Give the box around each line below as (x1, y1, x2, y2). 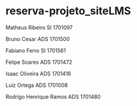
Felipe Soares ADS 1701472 (5, 58, 72, 66)
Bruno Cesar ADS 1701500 (5, 35, 70, 42)
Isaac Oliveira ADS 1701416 (5, 70, 72, 77)
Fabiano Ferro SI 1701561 (5, 46, 66, 54)
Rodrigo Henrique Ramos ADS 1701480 (5, 93, 101, 100)
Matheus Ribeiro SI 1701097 (5, 24, 73, 31)
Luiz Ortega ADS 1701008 (5, 82, 68, 89)
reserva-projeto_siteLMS (5, 4, 131, 18)
